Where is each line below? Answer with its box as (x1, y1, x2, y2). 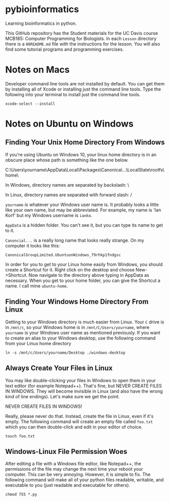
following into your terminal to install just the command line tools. (5, 91, 141, 97)
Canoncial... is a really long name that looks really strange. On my (5, 237, 144, 243)
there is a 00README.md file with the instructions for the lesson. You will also (5, 40, 160, 47)
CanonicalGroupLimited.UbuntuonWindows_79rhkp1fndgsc (5, 252, 121, 258)
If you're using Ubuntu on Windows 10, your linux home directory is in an (5, 151, 157, 157)
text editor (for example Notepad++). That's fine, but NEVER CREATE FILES (5, 383, 162, 389)
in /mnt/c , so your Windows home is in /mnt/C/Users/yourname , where (5, 324, 150, 330)
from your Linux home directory (5, 340, 72, 346)
